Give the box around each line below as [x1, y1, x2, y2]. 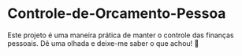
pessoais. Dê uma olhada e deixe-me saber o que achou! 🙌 [7, 38, 199, 47]
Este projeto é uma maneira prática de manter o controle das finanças [7, 30, 234, 40]
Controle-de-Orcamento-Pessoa [7, 5, 226, 23]
